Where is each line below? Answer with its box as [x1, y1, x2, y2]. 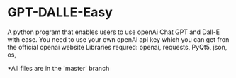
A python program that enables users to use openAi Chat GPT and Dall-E [7, 28, 220, 36]
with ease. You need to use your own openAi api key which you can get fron [7, 35, 230, 43]
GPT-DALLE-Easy [7, 4, 113, 21]
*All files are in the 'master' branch [7, 64, 110, 72]
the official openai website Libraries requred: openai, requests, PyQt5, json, [7, 43, 227, 51]
